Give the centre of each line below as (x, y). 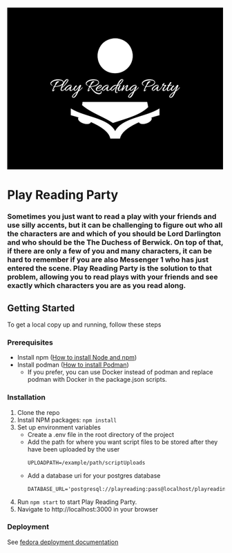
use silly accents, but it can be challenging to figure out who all (115, 225)
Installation (27, 398)
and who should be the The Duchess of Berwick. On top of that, (115, 242)
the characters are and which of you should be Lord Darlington (114, 234)
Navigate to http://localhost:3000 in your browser (88, 509)
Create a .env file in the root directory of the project (101, 434)
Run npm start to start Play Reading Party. (77, 502)
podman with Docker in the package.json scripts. (97, 380)
